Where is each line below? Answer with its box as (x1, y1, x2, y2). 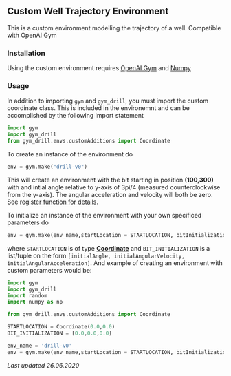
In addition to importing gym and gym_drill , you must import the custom (7, 96, 209, 105)
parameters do (7, 218, 49, 227)
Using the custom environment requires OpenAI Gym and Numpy (7, 64, 191, 72)
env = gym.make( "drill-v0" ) (7, 163, 88, 171)
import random (7, 292, 48, 299)
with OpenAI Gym (7, 31, 57, 39)
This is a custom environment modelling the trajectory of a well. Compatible (7, 23, 221, 32)
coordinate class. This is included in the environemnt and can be (7, 104, 190, 112)
